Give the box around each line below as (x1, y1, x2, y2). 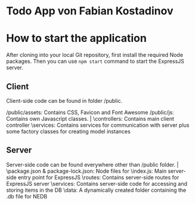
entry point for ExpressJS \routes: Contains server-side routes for (17, 173, 179, 180)
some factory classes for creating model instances (6, 127, 131, 135)
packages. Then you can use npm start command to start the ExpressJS (6, 58, 185, 65)
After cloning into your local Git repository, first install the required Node (6, 51, 184, 59)
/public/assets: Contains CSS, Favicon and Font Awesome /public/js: (6, 109, 174, 116)
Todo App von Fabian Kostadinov (6, 4, 174, 18)
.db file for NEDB (6, 192, 48, 200)
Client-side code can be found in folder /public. (6, 97, 123, 104)
